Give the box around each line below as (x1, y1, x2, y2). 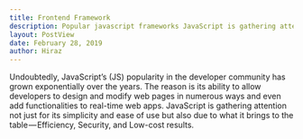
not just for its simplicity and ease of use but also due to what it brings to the (9, 110, 294, 121)
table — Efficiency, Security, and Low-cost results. (9, 119, 195, 131)
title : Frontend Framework (9, 13, 111, 23)
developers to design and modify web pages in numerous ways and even (9, 91, 281, 102)
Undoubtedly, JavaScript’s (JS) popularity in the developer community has (9, 71, 286, 82)
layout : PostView (9, 30, 75, 39)
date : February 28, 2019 (9, 38, 103, 48)
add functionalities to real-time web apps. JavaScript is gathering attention (9, 100, 287, 111)
